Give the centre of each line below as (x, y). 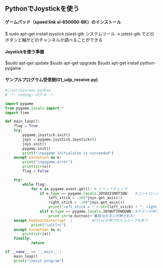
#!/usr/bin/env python (28, 90)
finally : (23, 239)
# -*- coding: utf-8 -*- (30, 95)
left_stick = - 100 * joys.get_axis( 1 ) (85, 198)
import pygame (19, 103)
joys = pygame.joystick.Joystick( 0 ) (59, 139)
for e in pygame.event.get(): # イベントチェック (79, 189)
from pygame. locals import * (34, 108)
